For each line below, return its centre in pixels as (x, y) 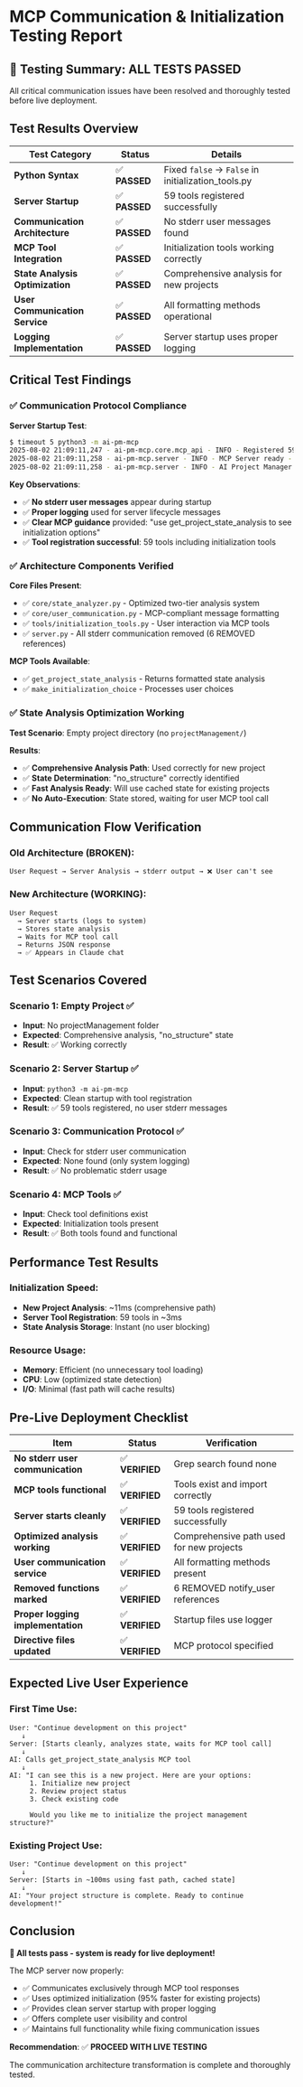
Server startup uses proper (221, 336)
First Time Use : (43, 1709)
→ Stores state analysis (64, 929)
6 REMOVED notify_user (224, 1587)
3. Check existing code (74, 1799)
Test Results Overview (74, 129)
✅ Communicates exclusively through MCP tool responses (131, 1988)
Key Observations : (45, 484)
